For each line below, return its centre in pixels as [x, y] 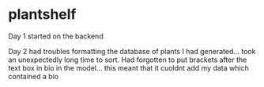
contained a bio [34, 76]
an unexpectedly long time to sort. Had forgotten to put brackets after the [128, 60]
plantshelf [42, 14]
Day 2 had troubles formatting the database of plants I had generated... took [132, 51]
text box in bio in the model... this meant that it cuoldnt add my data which [128, 67]
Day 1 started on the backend [56, 36]
